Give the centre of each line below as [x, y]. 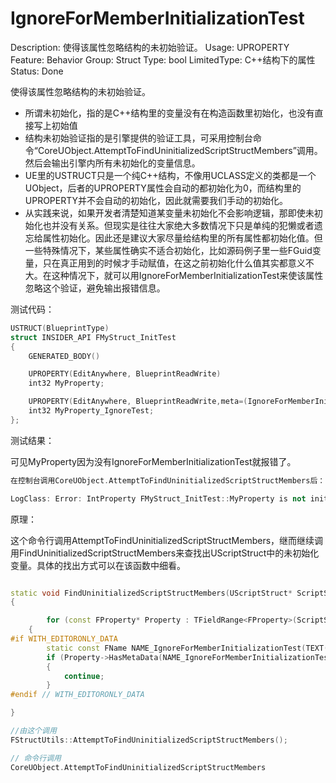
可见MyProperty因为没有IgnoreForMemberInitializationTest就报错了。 [153, 461]
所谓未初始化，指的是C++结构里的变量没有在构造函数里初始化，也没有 [169, 113]
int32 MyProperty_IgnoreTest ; [91, 411]
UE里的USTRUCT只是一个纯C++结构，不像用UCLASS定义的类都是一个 [170, 175]
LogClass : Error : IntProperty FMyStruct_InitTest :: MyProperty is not [158, 498]
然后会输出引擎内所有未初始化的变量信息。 [112, 163]
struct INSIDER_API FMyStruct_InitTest [93, 337]
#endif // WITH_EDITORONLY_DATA [77, 695]
